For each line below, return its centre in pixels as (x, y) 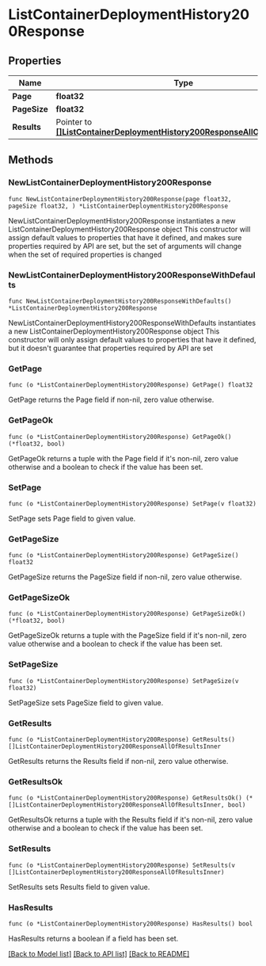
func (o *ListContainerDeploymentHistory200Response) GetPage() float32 (131, 385)
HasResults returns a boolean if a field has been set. (93, 938)
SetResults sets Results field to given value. (79, 887)
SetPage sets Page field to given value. (72, 518)
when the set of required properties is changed (85, 254)
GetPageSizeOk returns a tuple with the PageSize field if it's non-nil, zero (127, 636)
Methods (31, 160)
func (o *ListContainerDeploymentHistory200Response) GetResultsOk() (125, 798)
